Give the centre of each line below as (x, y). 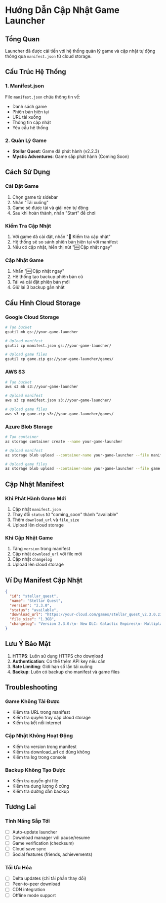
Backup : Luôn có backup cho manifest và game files (66, 672)
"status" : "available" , (34, 610)
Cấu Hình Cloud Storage (43, 303)
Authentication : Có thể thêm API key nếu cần (59, 661)
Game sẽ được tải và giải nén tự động (50, 208)
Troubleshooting (31, 687)
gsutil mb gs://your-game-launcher (42, 332)
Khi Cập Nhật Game (29, 537)
